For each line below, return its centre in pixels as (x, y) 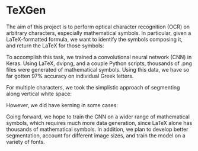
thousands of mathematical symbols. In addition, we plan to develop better (97, 129)
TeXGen (26, 10)
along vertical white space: (39, 94)
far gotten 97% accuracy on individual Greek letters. (70, 76)
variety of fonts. (26, 142)
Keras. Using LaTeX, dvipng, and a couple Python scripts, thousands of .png (99, 63)
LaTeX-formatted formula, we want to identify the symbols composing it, (94, 39)
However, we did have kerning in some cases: (62, 105)
